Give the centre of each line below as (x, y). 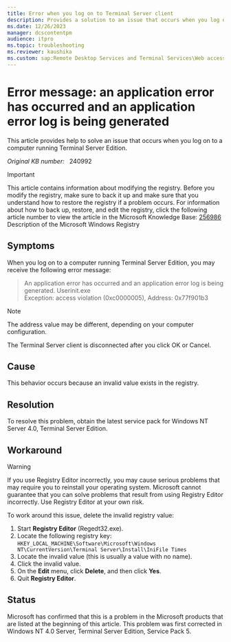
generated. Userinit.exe (57, 290)
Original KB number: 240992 (49, 161)
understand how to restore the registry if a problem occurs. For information (113, 202)
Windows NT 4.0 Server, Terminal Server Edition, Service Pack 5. (99, 631)
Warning (19, 466)
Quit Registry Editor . (46, 578)
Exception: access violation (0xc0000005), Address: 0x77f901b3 (116, 298)
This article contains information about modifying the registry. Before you (111, 188)
